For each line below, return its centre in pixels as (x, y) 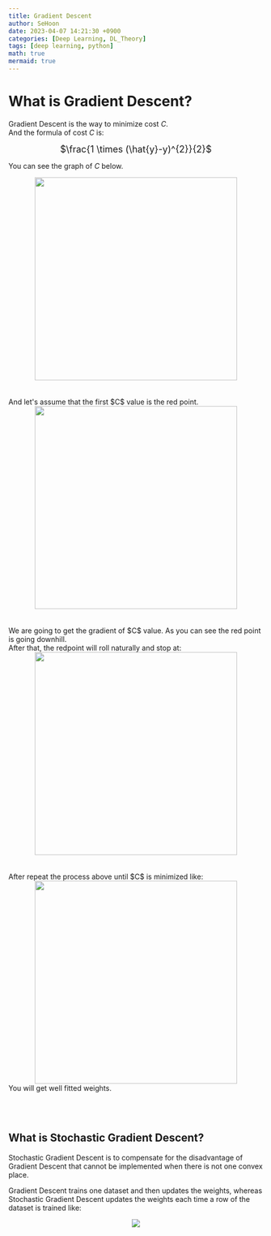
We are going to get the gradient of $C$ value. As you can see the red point (135, 631)
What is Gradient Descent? (100, 101)
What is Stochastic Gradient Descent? (106, 1138)
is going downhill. (38, 639)
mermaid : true (32, 62)
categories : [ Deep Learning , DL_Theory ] (78, 39)
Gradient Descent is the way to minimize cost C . (88, 123)
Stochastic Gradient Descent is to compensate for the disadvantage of (126, 1157)
